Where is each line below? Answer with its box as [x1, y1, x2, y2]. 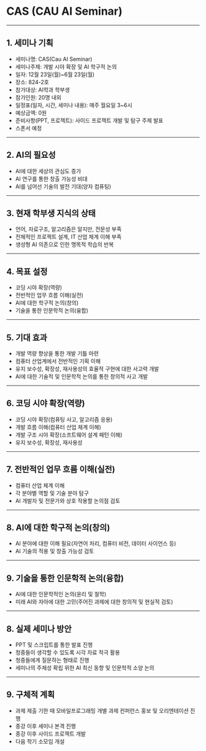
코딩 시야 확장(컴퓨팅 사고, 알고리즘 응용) [15, 416, 113, 423]
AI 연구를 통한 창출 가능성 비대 [15, 175, 88, 182]
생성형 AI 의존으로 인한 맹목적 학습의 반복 [15, 241, 114, 248]
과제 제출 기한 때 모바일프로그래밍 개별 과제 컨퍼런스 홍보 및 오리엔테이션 [15, 707, 189, 714]
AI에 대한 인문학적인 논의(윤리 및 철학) [15, 591, 107, 598]
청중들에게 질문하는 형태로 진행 [15, 656, 90, 664]
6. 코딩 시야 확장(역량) [6, 398, 85, 409]
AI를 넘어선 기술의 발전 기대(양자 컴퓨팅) [15, 182, 112, 190]
